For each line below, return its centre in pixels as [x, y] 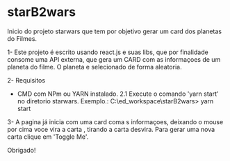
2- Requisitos [26, 80]
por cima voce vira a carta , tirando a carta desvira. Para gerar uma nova [111, 129]
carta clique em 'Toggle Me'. [48, 137]
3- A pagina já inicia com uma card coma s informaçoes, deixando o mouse [115, 121]
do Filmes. [22, 38]
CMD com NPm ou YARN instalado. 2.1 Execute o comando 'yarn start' [118, 94]
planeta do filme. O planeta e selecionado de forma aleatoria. [95, 67]
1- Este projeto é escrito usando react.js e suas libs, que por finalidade [108, 52]
